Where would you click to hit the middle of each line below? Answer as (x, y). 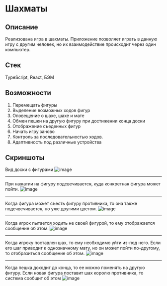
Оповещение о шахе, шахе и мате (48, 116)
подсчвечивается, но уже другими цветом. (51, 209)
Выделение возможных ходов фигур (51, 110)
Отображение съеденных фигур (46, 126)
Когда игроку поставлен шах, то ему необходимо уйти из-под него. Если (83, 243)
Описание (22, 27)
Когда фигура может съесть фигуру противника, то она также (71, 204)
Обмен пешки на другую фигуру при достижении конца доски (79, 121)
